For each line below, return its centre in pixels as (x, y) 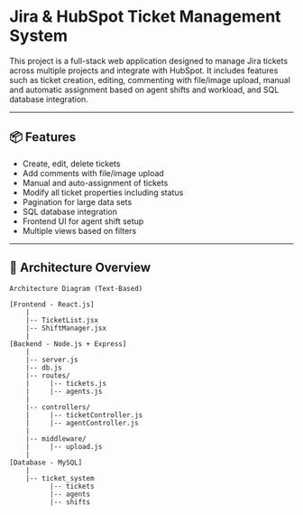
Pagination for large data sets (77, 201)
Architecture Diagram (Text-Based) (76, 288)
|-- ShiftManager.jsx (66, 328)
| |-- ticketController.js (84, 415)
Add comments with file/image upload (93, 173)
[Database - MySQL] (46, 463)
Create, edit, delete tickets (71, 164)
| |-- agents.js (64, 391)
